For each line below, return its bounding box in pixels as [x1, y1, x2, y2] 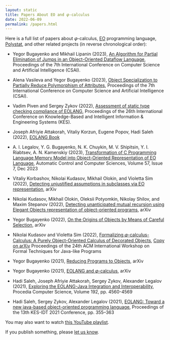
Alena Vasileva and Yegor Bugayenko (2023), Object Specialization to [12, 77, 158, 83]
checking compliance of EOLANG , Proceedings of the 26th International [12, 108, 163, 115]
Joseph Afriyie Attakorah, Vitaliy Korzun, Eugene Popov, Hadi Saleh [12, 129, 153, 135]
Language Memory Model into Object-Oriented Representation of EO [12, 155, 156, 161]
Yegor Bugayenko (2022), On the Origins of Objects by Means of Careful [12, 216, 164, 223]
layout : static [5, 7, 37, 13]
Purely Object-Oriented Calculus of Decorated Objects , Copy [37, 238, 165, 244]
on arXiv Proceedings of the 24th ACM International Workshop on [12, 243, 150, 249]
